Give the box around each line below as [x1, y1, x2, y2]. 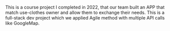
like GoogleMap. [5, 20, 40, 26]
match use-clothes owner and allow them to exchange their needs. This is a [5, 9, 165, 15]
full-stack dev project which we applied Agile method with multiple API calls [5, 15, 165, 20]
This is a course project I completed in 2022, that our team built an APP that [5, 4, 165, 10]
